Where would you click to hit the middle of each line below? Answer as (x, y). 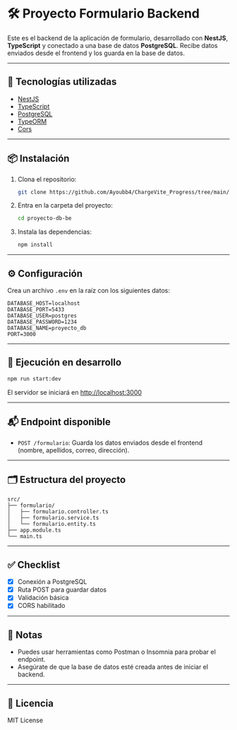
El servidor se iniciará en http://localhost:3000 (75, 392)
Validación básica (43, 598)
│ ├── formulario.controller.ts (58, 512)
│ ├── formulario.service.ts (53, 518)
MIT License (25, 720)
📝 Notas (25, 635)
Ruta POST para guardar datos (62, 590)
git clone (32, 192)
